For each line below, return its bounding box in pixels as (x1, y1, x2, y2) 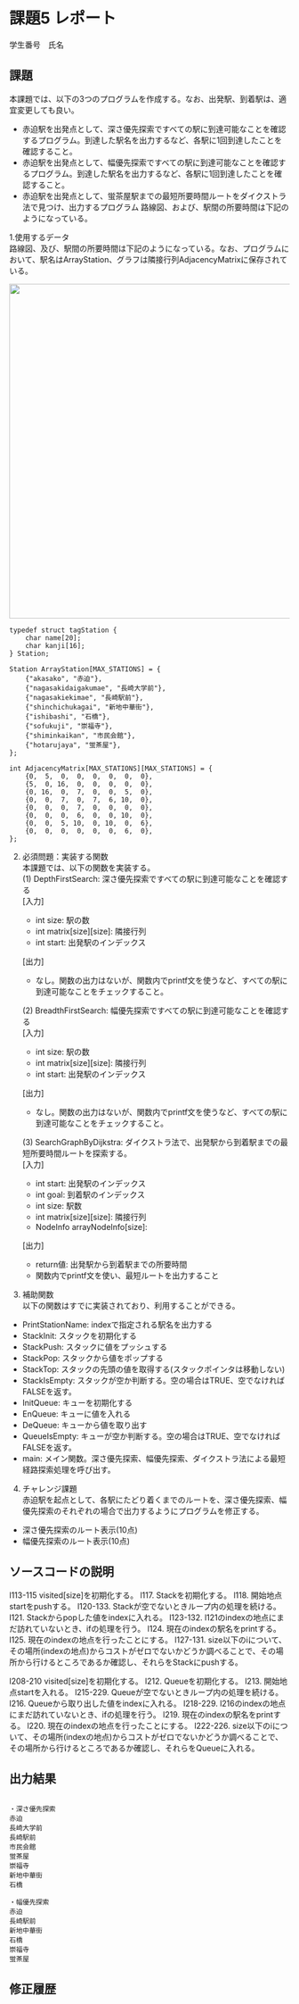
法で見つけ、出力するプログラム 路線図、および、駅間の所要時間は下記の (21, 202, 289, 212)
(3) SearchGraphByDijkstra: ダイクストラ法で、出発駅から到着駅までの (21, 1136, 280, 1147)
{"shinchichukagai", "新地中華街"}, (25, 703, 154, 711)
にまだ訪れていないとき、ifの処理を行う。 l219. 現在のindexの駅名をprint (9, 1709, 274, 1719)
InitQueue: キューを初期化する (21, 1397, 133, 1408)
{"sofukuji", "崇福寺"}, (25, 721, 114, 730)
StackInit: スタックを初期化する (21, 1330, 137, 1341)
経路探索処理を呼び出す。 (21, 1464, 116, 1475)
